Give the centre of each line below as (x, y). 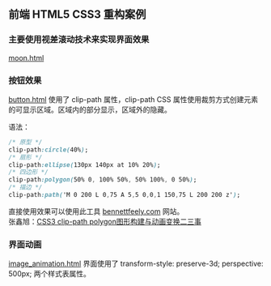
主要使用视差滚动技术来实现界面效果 (79, 40)
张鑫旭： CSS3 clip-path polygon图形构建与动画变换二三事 (105, 221)
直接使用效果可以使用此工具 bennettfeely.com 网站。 (96, 211)
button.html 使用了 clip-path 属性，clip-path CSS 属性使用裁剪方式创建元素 (133, 99)
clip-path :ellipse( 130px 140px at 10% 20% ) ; (85, 164)
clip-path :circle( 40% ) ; (49, 149)
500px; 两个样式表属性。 (50, 274)
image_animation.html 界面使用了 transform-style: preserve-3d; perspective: (136, 264)
